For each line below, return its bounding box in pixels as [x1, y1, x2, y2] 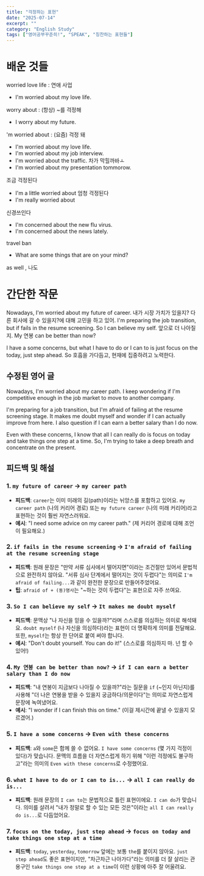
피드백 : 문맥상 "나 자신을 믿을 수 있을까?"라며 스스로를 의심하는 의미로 [15, 617, 181, 624]
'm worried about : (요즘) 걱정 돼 [6, 131, 86, 138]
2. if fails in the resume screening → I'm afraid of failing [6, 542, 192, 551]
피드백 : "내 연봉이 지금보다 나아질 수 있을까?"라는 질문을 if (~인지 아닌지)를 [15, 683, 195, 691]
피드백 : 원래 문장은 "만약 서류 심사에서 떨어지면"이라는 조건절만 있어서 [15, 563, 181, 570]
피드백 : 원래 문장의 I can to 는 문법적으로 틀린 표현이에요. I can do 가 [15, 796, 181, 803]
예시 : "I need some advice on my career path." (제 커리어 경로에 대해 [15, 519, 183, 526]
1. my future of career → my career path [6, 482, 127, 490]
